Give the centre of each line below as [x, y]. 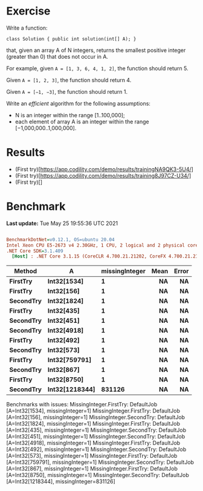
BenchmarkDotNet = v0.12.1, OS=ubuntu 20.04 [60, 239]
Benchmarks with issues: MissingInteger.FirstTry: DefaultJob [82, 405]
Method [26, 272]
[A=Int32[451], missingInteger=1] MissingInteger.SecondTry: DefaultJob [96, 437]
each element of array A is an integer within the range [82, 122]
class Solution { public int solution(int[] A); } [71, 39]
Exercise [28, 11]
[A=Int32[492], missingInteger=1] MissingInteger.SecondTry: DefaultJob [96, 449]
